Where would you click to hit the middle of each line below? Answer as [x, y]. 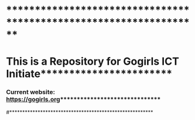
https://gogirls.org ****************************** [83, 100]
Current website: [31, 92]
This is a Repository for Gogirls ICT [93, 61]
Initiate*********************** [89, 74]
